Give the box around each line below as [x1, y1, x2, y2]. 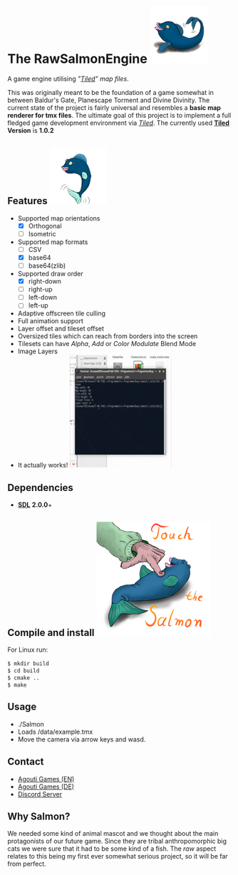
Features [7, 195, 48, 207]
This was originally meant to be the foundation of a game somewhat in [7, 88, 214, 96]
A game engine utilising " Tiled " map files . [7, 74, 130, 83]
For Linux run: [7, 645, 48, 654]
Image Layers [17, 347, 58, 355]
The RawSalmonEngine [7, 51, 148, 67]
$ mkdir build [7, 659, 50, 667]
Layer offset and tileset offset [17, 324, 105, 333]
